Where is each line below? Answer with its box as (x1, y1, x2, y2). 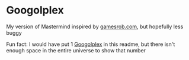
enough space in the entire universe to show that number (6, 46, 146, 54)
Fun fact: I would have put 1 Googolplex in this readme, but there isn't (6, 41, 175, 48)
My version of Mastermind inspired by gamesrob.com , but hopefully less (6, 23, 184, 30)
